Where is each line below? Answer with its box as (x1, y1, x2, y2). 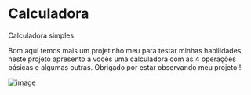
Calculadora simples (8, 31, 75, 40)
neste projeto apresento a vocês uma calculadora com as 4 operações (8, 54, 237, 64)
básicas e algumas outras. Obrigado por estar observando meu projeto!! (8, 62, 242, 71)
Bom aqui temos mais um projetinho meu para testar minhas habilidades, (8, 46, 243, 55)
